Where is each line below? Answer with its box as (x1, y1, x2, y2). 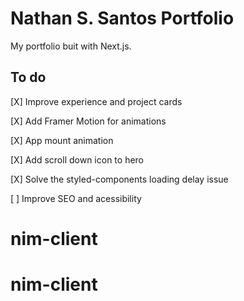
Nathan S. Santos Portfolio (10, 7, 235, 30)
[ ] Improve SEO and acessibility (10, 192, 142, 204)
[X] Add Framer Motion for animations (10, 115, 167, 127)
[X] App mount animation (10, 134, 114, 146)
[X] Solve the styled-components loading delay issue (10, 173, 229, 185)
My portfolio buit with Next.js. (10, 40, 132, 52)
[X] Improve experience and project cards (10, 95, 183, 107)
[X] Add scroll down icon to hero (10, 153, 145, 166)
